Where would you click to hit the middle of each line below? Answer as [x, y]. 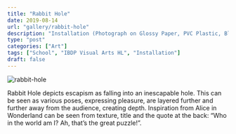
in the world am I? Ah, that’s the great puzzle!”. [74, 123]
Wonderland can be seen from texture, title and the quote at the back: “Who [117, 115]
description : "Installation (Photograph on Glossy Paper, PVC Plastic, [114, 33]
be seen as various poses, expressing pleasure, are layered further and [110, 100]
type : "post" [26, 40]
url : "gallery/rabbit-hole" [48, 27]
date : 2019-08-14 [33, 20]
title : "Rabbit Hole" [39, 14]
